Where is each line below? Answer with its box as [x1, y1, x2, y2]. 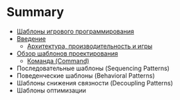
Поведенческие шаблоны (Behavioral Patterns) [16, 71, 155, 80]
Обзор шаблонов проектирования [16, 49, 119, 58]
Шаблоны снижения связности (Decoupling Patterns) [16, 78, 173, 87]
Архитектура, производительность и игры [26, 42, 153, 50]
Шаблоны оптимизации [16, 86, 86, 94]
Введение [16, 34, 47, 42]
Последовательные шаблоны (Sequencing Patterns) [16, 64, 170, 72]
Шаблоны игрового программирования [16, 27, 135, 35]
